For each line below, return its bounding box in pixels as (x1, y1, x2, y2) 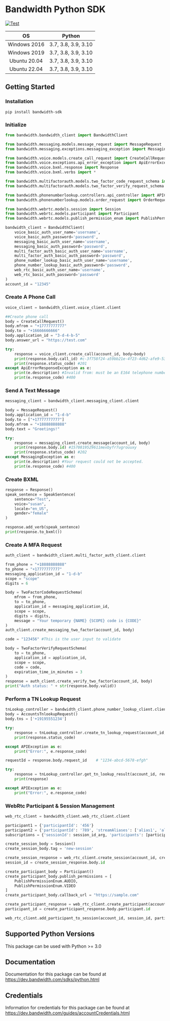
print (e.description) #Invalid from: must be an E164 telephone (14, 371, 153, 376)
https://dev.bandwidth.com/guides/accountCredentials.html (5, 1010, 130, 1016)
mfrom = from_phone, (14, 595, 58, 600)
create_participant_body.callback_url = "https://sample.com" (5, 892, 139, 898)
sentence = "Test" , (14, 497, 51, 502)
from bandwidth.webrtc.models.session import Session (5, 207, 121, 212)
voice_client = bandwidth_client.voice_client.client (5, 305, 121, 310)
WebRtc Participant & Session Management (5, 802, 115, 809)
